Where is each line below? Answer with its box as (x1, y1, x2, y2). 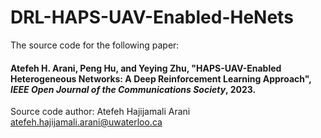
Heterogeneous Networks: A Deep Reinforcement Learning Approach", (10, 72, 312, 85)
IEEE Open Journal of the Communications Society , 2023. (10, 83, 257, 95)
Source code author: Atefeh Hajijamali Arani (10, 106, 191, 118)
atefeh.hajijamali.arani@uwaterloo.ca (10, 116, 163, 128)
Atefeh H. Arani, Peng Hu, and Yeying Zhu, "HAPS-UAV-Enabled (10, 62, 282, 74)
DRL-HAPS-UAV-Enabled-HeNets (10, 6, 294, 29)
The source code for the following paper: (10, 39, 180, 51)
